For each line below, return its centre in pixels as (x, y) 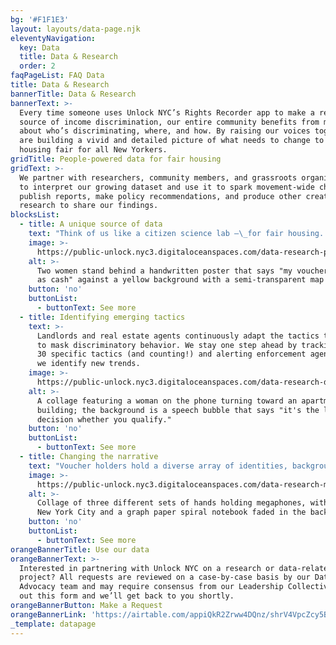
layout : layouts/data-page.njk (75, 29)
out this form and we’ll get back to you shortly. (127, 596)
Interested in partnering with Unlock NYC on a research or (147, 568)
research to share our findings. (89, 206)
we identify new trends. (88, 364)
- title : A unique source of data (91, 224)
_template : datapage (53, 624)
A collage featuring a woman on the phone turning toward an (167, 401)
